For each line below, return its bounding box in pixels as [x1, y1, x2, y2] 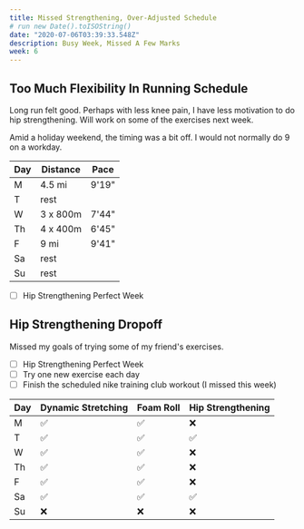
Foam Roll [136, 401, 181, 414]
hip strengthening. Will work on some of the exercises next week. [9, 114, 254, 125]
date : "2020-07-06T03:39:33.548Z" [9, 30, 141, 39]
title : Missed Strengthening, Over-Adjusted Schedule [9, 13, 218, 23]
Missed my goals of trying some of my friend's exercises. [9, 341, 224, 352]
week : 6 [9, 47, 39, 56]
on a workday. [9, 142, 63, 152]
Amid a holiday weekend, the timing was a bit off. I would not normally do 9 [9, 132, 290, 142]
